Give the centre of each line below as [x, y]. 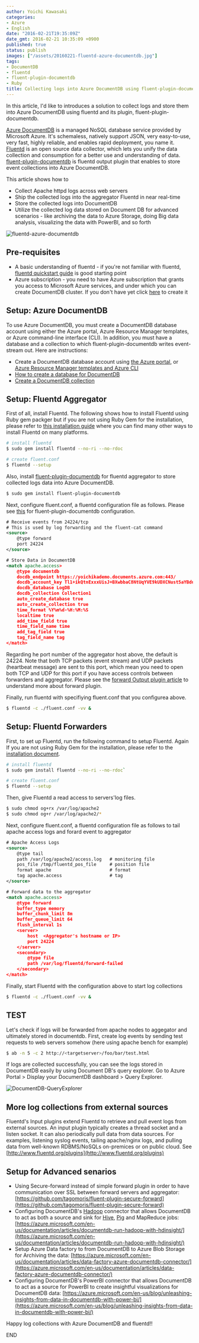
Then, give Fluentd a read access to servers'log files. [71, 798]
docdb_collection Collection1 [54, 593]
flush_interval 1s [39, 925]
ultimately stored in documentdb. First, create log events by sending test [94, 1036]
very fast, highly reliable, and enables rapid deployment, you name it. [90, 142]
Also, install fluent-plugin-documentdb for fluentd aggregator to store [91, 476]
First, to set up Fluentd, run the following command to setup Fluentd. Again [97, 741]
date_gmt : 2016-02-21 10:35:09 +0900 [53, 39]
